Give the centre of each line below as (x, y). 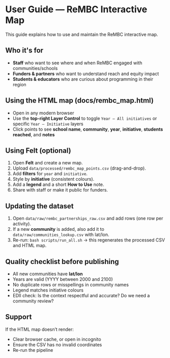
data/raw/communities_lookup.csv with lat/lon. (61, 235)
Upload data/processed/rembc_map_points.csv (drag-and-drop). (79, 168)
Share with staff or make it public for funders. (60, 190)
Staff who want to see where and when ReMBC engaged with (77, 63)
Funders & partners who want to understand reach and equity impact (86, 74)
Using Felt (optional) (38, 150)
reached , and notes (34, 134)
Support (19, 317)
